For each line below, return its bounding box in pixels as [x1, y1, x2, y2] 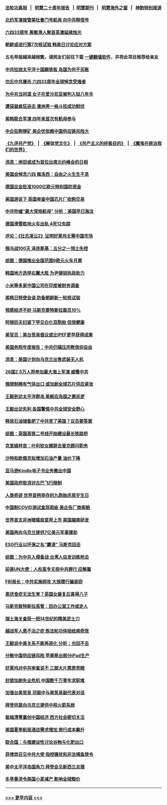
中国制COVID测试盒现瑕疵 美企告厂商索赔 [5, 504, 90, 511]
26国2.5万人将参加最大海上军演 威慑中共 [5, 369, 88, 375]
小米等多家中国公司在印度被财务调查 [5, 282, 80, 288]
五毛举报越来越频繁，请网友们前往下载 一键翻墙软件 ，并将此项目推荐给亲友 [5, 54, 159, 60]
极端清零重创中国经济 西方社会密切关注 [5, 714, 85, 720]
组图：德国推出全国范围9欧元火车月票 [5, 257, 83, 264]
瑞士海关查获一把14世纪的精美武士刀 [5, 615, 80, 621]
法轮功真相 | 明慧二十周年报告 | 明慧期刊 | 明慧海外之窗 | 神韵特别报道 [5, 4, 162, 10]
